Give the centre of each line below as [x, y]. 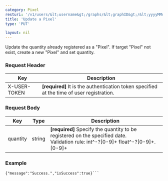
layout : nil [17, 33]
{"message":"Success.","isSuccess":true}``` [52, 173]
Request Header [25, 65]
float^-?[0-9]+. [137, 141]
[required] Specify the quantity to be [93, 129]
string [39, 138]
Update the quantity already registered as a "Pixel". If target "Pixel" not [78, 47]
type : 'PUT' [17, 24]
